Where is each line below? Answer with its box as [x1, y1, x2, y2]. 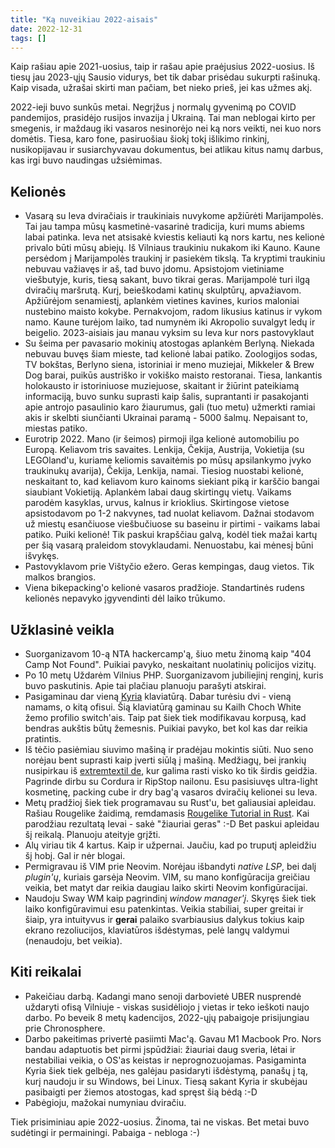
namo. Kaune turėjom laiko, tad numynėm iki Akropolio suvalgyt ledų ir [24, 316, 316, 328]
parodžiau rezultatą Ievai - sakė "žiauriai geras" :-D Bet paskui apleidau [24, 818, 320, 830]
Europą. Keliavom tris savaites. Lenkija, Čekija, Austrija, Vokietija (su [24, 444, 305, 456]
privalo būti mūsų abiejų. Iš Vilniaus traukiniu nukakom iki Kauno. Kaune [24, 242, 321, 254]
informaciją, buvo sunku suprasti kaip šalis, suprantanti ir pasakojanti [24, 391, 309, 403]
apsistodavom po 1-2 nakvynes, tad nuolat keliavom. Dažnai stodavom [24, 507, 315, 520]
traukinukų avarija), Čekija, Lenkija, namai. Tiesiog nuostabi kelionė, [24, 465, 304, 477]
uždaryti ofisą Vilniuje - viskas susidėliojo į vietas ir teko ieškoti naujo [24, 1001, 310, 1013]
